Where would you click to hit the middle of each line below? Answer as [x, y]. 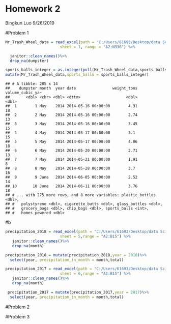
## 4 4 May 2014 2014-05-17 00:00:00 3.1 [70, 133]
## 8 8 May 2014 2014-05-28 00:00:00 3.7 [70, 168]
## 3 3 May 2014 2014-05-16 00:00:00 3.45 [72, 124]
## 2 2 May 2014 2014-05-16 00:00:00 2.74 [72, 115]
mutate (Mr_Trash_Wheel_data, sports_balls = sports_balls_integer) [77, 75]
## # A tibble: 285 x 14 [32, 84]
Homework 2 [33, 9]
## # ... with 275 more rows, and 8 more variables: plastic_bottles [81, 195]
